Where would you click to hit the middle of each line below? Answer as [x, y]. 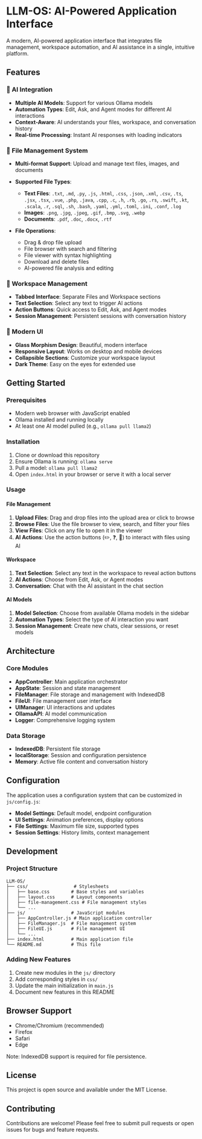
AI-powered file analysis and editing [69, 268]
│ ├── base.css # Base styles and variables [75, 892]
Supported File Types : [43, 182]
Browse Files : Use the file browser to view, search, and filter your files [102, 524]
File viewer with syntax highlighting [68, 255]
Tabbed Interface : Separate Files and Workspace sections [88, 297]
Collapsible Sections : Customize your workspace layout [85, 358]
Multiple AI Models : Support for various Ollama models [84, 103]
